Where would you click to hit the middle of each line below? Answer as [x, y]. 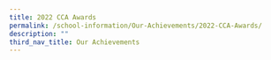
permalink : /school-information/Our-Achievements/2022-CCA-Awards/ [136, 26]
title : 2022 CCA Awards [53, 17]
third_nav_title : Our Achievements [75, 42]
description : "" [39, 34]
